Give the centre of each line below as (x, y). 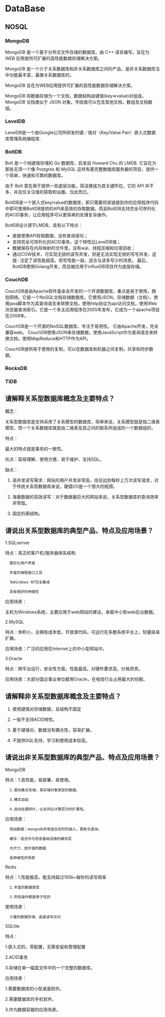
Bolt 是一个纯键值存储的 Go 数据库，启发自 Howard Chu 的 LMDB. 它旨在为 (81, 163)
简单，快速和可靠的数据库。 (37, 175)
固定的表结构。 (27, 513)
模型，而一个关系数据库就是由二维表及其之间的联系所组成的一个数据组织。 (80, 428)
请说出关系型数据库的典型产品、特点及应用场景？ (79, 530)
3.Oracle (14, 659)
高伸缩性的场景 (22, 858)
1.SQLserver (17, 543)
